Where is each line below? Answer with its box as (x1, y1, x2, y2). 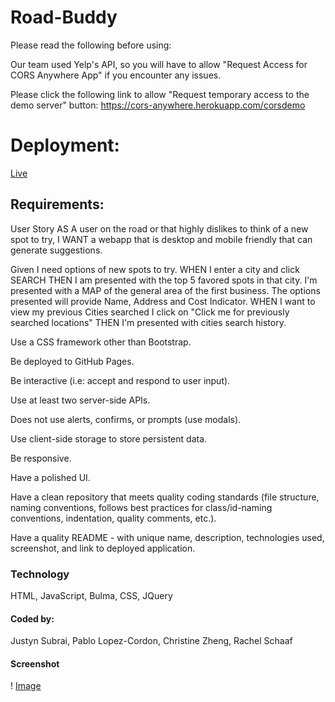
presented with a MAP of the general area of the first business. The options (10, 284, 321, 296)
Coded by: (10, 612, 55, 625)
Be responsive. (10, 452, 72, 464)
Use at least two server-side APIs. (10, 394, 151, 406)
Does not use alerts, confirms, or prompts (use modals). (10, 413, 242, 425)
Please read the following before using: (10, 39, 172, 51)
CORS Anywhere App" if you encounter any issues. (10, 69, 222, 81)
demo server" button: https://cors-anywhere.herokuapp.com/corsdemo (10, 99, 306, 111)
